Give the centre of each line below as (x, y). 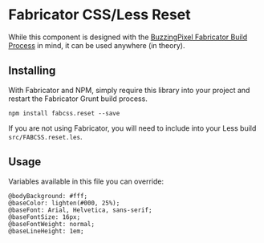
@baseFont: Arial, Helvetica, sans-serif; (80, 210)
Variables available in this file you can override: (86, 181)
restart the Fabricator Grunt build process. (78, 99)
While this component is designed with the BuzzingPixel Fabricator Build (128, 37)
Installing (32, 71)
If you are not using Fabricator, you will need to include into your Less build (132, 128)
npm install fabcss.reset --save (64, 113)
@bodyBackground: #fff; (48, 196)
